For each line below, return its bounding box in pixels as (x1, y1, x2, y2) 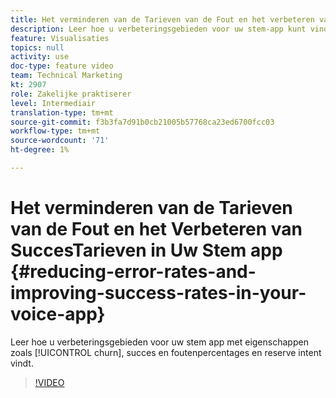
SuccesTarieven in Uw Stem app (10, 239, 283, 262)
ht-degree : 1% (10, 145, 70, 155)
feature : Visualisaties (10, 33, 110, 43)
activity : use (10, 52, 70, 62)
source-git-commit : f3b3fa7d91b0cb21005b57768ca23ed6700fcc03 (10, 117, 275, 127)
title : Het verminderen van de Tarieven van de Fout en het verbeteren (10, 14, 315, 25)
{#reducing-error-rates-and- (10, 261, 257, 283)
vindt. (10, 357, 34, 369)
